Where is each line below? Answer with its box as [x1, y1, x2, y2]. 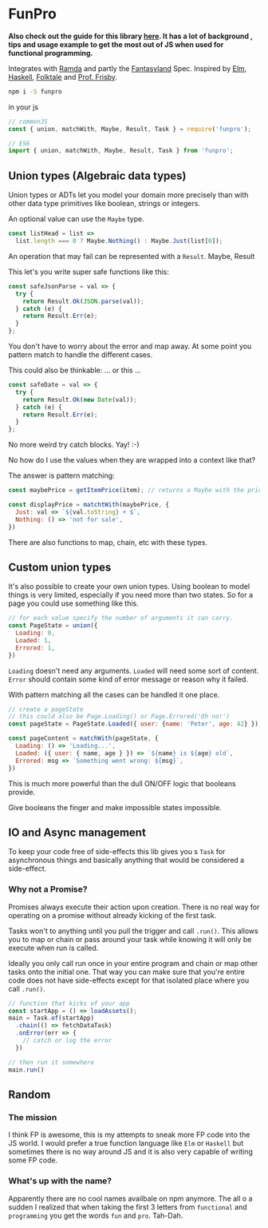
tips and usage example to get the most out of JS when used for [8, 39, 224, 49]
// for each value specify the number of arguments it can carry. [8, 614, 234, 622]
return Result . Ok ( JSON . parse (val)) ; [22, 297, 145, 305]
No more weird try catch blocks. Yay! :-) [8, 440, 140, 450]
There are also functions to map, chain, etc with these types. [8, 537, 208, 547]
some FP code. [8, 1155, 58, 1165]
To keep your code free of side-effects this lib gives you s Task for [8, 847, 226, 856]
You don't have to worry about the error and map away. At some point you [8, 341, 252, 351]
